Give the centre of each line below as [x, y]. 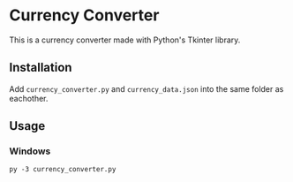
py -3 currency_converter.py [63, 170]
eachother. [29, 98]
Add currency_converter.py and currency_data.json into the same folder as [146, 88]
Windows [30, 151]
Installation [41, 68]
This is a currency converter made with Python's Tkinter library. [125, 40]
